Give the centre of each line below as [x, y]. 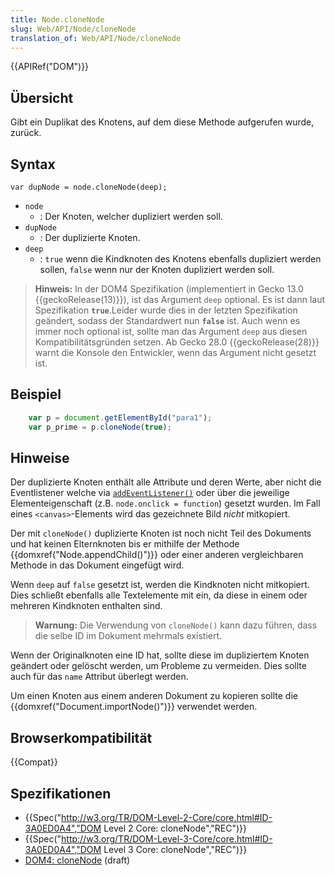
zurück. [26, 133]
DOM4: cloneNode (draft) [77, 860]
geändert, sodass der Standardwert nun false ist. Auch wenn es [167, 320]
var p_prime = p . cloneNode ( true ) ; [100, 427]
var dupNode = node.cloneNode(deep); [89, 187]
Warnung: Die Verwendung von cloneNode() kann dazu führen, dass [176, 625]
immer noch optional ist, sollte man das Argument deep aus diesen [171, 331]
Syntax [33, 164]
